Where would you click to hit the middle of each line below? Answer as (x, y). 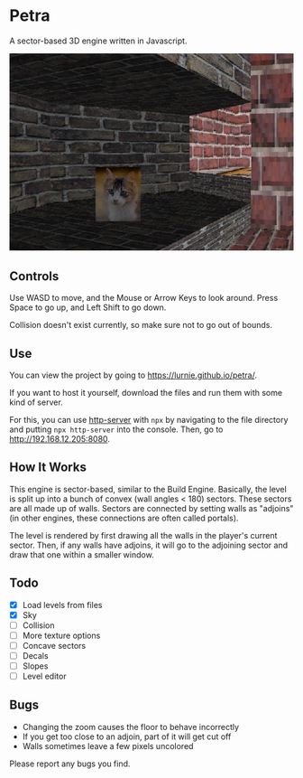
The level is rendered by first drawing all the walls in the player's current (143, 535)
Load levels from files (62, 605)
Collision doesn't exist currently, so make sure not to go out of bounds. (141, 325)
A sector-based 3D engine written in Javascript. (98, 41)
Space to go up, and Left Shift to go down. (88, 307)
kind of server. (36, 402)
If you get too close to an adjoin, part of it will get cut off (127, 736)
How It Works (48, 468)
